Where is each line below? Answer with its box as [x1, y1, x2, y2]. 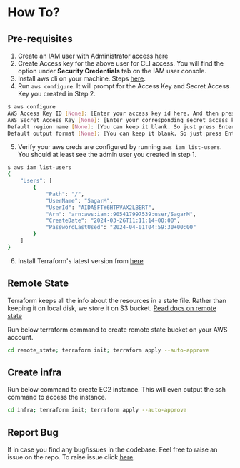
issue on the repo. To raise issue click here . [7, 452, 136, 461]
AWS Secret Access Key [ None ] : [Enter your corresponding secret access [7, 116, 229, 123]
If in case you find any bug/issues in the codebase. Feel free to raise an [7, 445, 218, 454]
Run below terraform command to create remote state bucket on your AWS [7, 325, 228, 334]
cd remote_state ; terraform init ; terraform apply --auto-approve [7, 347, 209, 354]
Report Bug [7, 426, 59, 439]
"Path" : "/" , [45, 190, 84, 198]
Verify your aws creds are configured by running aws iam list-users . [17, 143, 223, 151]
